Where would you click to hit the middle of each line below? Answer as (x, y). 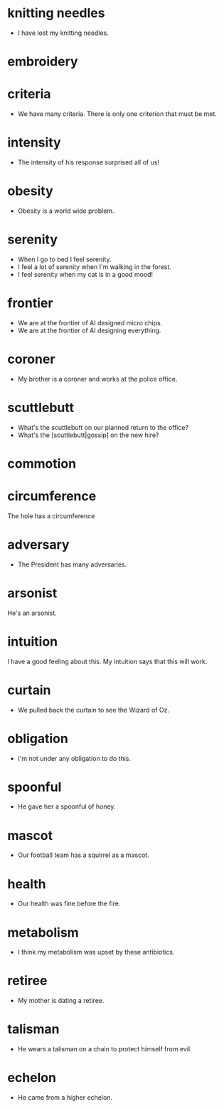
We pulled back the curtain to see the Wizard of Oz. (94, 710)
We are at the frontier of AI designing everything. (89, 330)
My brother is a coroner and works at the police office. (97, 379)
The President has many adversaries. (72, 564)
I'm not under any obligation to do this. (74, 758)
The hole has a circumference (51, 516)
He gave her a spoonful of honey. (66, 806)
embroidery (43, 62)
